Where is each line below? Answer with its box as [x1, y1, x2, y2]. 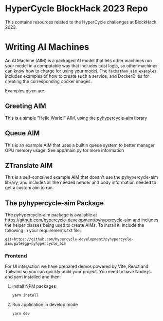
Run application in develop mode [12, 301, 78, 308]
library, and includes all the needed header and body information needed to [5, 179, 157, 186]
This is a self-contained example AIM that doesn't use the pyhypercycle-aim [5, 174, 158, 180]
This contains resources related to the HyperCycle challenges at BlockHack [5, 19, 157, 25]
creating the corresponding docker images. [5, 78, 92, 84]
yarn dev [12, 311, 30, 316]
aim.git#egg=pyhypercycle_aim [5, 241, 67, 246]
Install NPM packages [12, 283, 56, 289]
